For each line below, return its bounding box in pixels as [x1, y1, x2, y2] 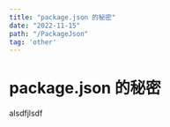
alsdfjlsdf [9, 108, 43, 119]
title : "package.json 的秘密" [9, 12, 116, 22]
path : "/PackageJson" [9, 29, 89, 38]
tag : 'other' [9, 37, 57, 47]
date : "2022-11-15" [9, 21, 81, 30]
